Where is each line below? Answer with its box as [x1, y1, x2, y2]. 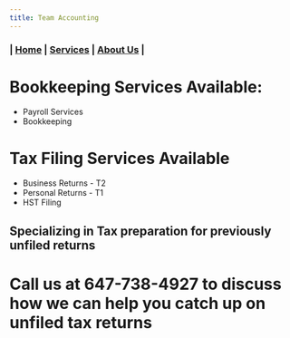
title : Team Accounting [9, 13, 100, 23]
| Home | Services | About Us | [9, 43, 145, 55]
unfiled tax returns [9, 313, 152, 333]
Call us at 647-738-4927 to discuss [9, 274, 283, 295]
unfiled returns [9, 237, 96, 253]
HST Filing [22, 197, 62, 208]
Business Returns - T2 [22, 178, 107, 188]
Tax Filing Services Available [9, 148, 230, 169]
